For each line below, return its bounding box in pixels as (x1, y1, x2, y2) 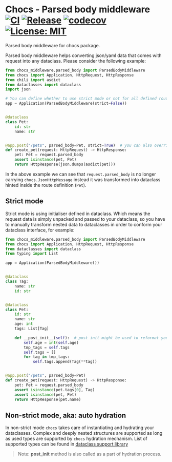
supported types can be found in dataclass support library (5, 441, 128, 447)
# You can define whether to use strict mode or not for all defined (5, 96, 157, 101)
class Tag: (5, 279, 29, 284)
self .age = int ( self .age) (24, 340, 79, 345)
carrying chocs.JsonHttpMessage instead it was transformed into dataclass (5, 176, 161, 183)
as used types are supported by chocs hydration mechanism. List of (5, 435, 147, 442)
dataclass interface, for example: (5, 227, 75, 233)
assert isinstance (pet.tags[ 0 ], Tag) (14, 387, 95, 392)
